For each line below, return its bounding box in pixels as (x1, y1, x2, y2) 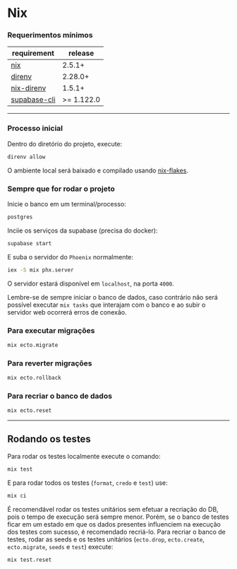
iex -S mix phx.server (7, 266, 74, 274)
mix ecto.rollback (7, 375, 61, 382)
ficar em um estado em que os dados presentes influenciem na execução (7, 520, 221, 528)
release (68, 48, 95, 58)
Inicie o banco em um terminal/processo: (7, 199, 126, 208)
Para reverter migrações (7, 358, 92, 368)
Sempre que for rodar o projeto (7, 184, 115, 194)
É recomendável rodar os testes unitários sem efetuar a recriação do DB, (7, 505, 219, 513)
